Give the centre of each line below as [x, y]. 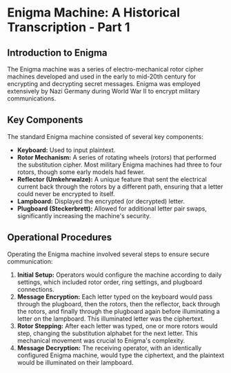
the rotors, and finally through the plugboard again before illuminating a [119, 311]
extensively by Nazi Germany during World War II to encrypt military [103, 91]
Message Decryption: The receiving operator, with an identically [109, 348]
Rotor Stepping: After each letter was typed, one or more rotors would [118, 326]
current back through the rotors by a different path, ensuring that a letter [120, 186]
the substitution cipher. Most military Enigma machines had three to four [120, 164]
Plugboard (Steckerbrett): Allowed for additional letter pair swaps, [112, 209]
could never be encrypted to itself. [66, 193]
